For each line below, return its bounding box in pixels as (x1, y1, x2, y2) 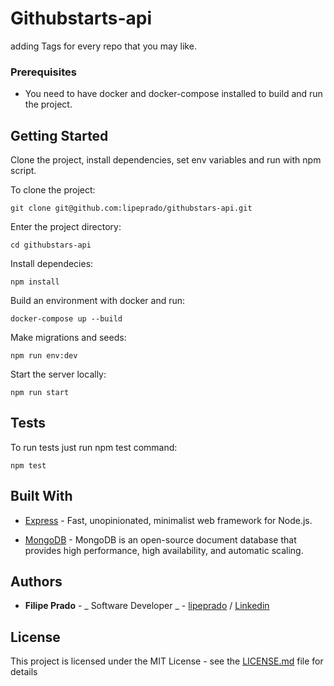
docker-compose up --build (10, 314, 123, 324)
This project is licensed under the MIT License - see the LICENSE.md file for (10, 655, 324, 667)
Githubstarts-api (10, 7, 153, 30)
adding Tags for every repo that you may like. (10, 40, 197, 52)
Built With (10, 488, 73, 505)
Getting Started (10, 127, 109, 144)
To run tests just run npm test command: (10, 441, 178, 453)
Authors (10, 573, 63, 591)
